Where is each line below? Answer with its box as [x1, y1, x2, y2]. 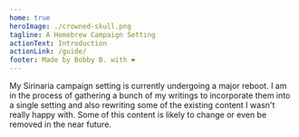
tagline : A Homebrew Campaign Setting [9, 30, 156, 39]
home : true [9, 13, 51, 23]
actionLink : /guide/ [9, 47, 88, 56]
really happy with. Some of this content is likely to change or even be [9, 110, 267, 120]
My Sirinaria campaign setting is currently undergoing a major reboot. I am [9, 81, 287, 91]
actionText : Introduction [9, 38, 107, 48]
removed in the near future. [9, 119, 111, 130]
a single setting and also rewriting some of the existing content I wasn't [9, 100, 275, 110]
